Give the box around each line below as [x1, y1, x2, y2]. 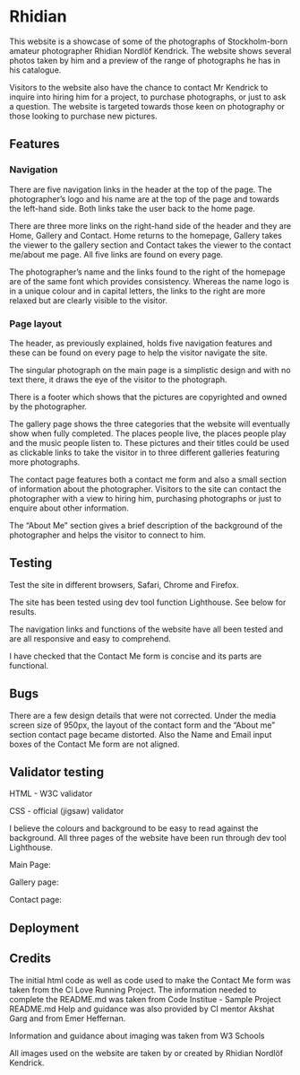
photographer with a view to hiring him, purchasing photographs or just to [9, 493, 282, 503]
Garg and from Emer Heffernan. [9, 1012, 126, 1024]
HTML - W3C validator [9, 788, 92, 800]
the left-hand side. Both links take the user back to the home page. [9, 203, 256, 214]
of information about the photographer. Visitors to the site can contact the [9, 483, 282, 494]
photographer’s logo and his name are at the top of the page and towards [9, 193, 280, 204]
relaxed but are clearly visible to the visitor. [9, 294, 168, 306]
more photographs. [9, 456, 81, 468]
